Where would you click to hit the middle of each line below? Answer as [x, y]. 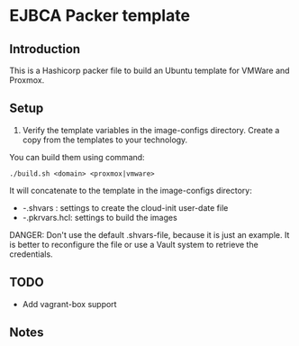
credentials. [31, 254]
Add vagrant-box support [69, 304]
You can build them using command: [77, 157]
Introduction [45, 49]
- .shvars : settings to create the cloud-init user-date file [125, 207]
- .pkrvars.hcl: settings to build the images [100, 217]
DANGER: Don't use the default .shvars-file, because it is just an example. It [149, 234]
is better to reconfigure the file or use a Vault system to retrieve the [134, 244]
